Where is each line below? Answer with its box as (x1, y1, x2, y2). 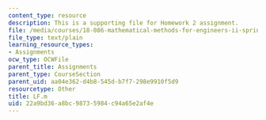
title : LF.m (8, 92, 47, 100)
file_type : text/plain (8, 33, 83, 42)
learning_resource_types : (8, 41, 93, 49)
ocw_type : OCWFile (8, 56, 69, 64)
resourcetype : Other (8, 84, 77, 93)
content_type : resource (8, 11, 87, 20)
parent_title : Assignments (8, 63, 97, 71)
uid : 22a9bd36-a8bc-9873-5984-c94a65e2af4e (8, 99, 154, 107)
